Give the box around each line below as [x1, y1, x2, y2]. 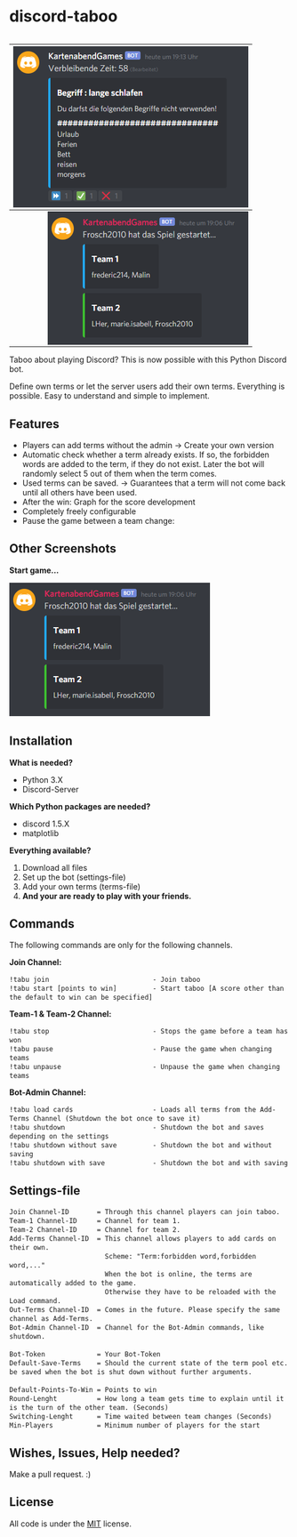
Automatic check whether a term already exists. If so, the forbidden [21, 449, 269, 460]
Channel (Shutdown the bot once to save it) [32, 1115, 201, 1123]
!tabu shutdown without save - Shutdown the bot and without [9, 1141, 273, 1150]
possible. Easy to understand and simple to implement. [9, 390, 211, 401]
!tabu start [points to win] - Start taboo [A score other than [9, 985, 285, 994]
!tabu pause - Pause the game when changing [9, 1045, 273, 1054]
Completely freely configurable [21, 506, 136, 517]
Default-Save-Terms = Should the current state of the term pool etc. [9, 1359, 289, 1368]
